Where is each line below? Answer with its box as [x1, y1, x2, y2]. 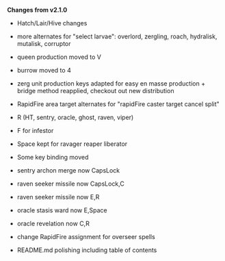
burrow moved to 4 [16, 66, 72, 74]
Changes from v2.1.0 [7, 6, 68, 14]
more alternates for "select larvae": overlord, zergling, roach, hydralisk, [16, 32, 217, 40]
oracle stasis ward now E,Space [16, 206, 107, 214]
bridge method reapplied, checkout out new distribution [16, 87, 174, 95]
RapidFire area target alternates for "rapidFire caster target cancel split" [16, 100, 220, 108]
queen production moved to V [16, 53, 101, 61]
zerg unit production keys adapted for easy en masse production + [16, 79, 206, 88]
